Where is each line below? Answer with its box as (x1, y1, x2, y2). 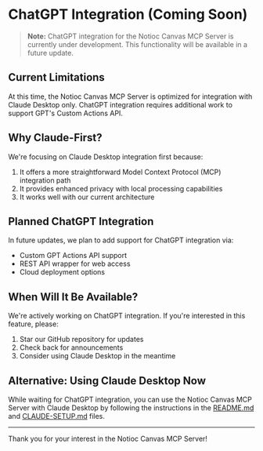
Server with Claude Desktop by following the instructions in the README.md (8, 403, 254, 413)
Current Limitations (8, 71, 106, 84)
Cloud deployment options (19, 267, 106, 277)
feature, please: (8, 319, 59, 329)
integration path (19, 175, 71, 185)
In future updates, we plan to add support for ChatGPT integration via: (8, 235, 234, 245)
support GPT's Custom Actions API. (8, 108, 124, 118)
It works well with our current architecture (19, 192, 155, 202)
